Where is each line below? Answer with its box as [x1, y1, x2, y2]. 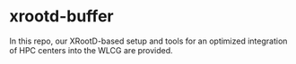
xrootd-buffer [9, 6, 114, 27]
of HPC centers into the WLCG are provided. [9, 44, 173, 55]
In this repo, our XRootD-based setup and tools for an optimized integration [9, 36, 288, 46]
